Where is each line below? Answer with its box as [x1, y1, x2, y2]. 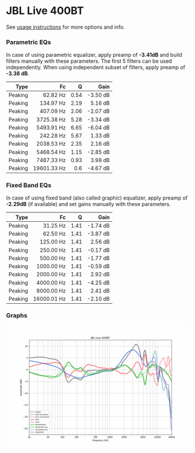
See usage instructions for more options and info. [6, 23, 126, 30]
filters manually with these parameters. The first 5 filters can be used [6, 57, 172, 65]
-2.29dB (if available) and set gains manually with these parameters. [6, 201, 171, 208]
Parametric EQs [6, 38, 51, 46]
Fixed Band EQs [6, 181, 51, 189]
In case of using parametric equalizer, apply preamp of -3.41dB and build [6, 52, 183, 59]
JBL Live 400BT [6, 4, 84, 18]
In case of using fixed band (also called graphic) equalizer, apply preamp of [6, 194, 188, 201]
